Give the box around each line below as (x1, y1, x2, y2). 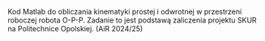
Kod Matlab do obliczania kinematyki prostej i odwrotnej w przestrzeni (7, 7, 242, 16)
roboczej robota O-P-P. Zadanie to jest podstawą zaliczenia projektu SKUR (7, 15, 257, 25)
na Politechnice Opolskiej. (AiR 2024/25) (7, 24, 143, 33)
